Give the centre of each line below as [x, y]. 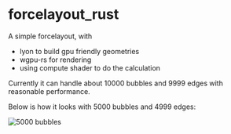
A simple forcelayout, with [50, 36]
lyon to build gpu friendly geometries [79, 51]
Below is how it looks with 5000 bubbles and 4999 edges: [102, 107]
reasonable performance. [49, 91]
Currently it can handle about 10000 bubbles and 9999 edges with [116, 83]
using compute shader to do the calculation [90, 67]
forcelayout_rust [64, 14]
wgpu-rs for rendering [55, 60]
